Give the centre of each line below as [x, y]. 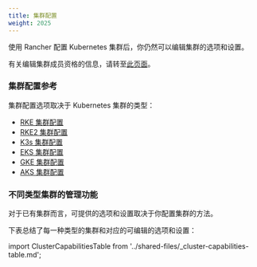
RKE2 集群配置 [44, 132]
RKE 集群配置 [41, 122]
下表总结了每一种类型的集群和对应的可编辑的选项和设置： [102, 230]
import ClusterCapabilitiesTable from [68, 246]
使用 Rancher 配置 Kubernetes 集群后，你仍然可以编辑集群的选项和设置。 [128, 47]
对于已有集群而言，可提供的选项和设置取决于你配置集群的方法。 [113, 214]
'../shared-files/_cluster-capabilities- [189, 246]
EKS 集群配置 [41, 151]
